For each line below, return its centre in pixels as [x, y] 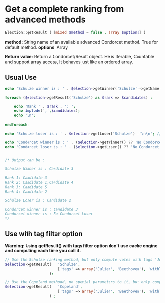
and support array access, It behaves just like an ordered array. [69, 62]
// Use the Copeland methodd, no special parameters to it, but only [78, 282]
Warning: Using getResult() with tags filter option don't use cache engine [81, 245]
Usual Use [21, 77]
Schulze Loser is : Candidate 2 [38, 200]
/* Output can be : [25, 160]
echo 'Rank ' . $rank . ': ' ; [45, 107]
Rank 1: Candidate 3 [26, 178]
